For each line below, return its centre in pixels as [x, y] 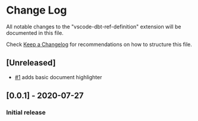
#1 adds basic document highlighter [58, 77]
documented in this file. [35, 32]
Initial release [26, 113]
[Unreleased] [31, 63]
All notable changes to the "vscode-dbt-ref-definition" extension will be [94, 27]
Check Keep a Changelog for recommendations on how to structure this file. [99, 44]
